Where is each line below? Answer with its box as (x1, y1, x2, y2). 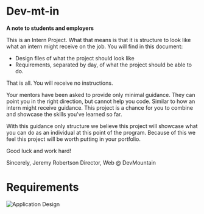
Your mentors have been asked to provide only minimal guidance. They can (6, 91, 195, 98)
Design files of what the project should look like (15, 54, 135, 62)
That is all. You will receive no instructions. (6, 79, 113, 87)
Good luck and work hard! (6, 147, 72, 154)
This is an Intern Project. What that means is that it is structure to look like (6, 36, 191, 43)
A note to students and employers (6, 24, 94, 32)
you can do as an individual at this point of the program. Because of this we (6, 129, 196, 136)
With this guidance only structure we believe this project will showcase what (6, 122, 198, 129)
